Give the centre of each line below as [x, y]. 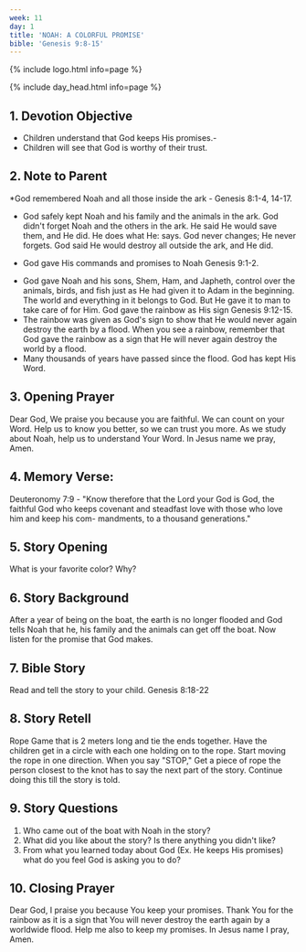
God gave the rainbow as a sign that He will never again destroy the [150, 338]
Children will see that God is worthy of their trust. [115, 148]
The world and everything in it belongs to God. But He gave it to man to [156, 300]
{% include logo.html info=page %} [76, 70]
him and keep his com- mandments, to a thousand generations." [130, 519]
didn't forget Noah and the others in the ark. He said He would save [149, 226]
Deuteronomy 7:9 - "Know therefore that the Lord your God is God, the [142, 498]
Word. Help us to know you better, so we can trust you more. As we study [148, 428]
